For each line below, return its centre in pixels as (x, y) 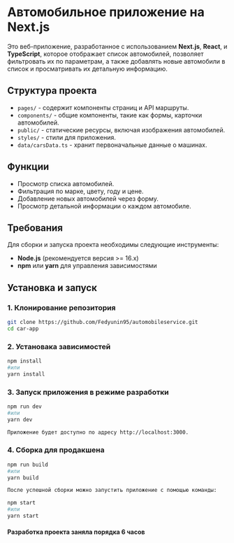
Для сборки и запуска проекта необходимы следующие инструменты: (113, 245)
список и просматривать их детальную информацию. (87, 69)
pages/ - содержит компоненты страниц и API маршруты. (103, 107)
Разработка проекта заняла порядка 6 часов (76, 532)
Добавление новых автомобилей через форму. (88, 198)
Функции (28, 167)
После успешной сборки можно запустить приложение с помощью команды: (112, 491)
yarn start (23, 516)
